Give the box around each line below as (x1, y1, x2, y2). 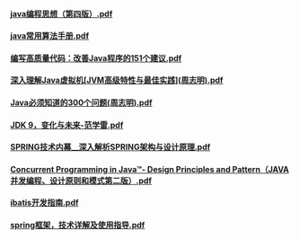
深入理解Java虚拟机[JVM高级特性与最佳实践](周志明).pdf (10, 75, 224, 85)
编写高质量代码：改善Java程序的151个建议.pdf (10, 52, 182, 63)
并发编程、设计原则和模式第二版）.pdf (10, 175, 152, 186)
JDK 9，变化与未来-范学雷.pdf (10, 119, 124, 130)
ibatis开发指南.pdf (10, 198, 79, 208)
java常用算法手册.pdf (10, 31, 89, 41)
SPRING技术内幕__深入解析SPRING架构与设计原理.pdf (10, 142, 211, 153)
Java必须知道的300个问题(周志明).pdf (10, 97, 153, 108)
